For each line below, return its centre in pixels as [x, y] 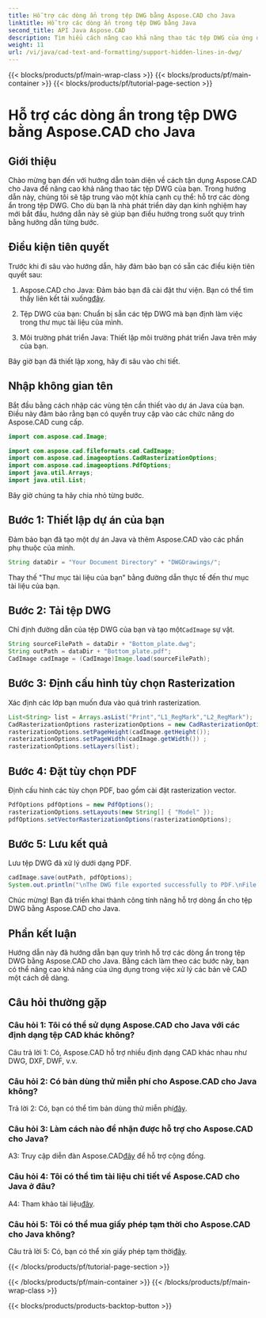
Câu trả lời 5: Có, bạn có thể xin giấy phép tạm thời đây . [98, 1251]
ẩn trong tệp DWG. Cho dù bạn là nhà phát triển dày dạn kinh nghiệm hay [128, 205]
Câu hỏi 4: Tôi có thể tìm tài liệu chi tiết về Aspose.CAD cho [124, 1176]
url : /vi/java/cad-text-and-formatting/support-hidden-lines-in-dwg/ [125, 52]
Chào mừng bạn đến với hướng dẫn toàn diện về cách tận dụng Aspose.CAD [133, 180]
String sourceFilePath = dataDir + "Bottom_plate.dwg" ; [102, 644]
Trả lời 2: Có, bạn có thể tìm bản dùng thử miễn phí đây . [98, 1108]
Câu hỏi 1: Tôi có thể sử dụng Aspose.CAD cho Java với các [124, 1025]
